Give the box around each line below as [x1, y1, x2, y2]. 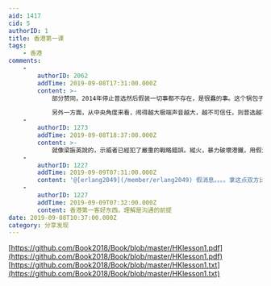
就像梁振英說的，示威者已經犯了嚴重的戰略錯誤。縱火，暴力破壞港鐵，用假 [51, 146, 262, 154]
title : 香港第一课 [8, 34, 65, 43]
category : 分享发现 [8, 221, 69, 230]
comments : [8, 57, 42, 65]
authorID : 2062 [37, 72, 89, 80]
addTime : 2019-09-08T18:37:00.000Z [37, 131, 157, 139]
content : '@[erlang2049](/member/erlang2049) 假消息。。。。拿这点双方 [37, 176, 260, 184]
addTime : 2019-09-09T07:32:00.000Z [37, 198, 157, 206]
